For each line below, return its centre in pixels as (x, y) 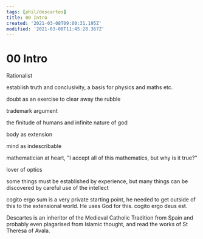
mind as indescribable (34, 146)
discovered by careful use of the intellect (58, 188)
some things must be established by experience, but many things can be (97, 181)
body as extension (29, 135)
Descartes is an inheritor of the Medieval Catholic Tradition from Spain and (100, 218)
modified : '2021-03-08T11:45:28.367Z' (55, 29)
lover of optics (24, 170)
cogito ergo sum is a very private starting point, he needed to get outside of (101, 200)
